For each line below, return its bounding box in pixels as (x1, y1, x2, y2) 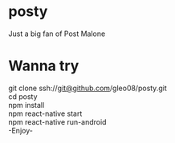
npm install (8, 100, 45, 109)
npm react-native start (8, 109, 83, 118)
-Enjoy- (8, 125, 34, 135)
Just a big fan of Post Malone (8, 29, 106, 38)
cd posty (8, 91, 38, 101)
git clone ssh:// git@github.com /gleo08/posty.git (8, 83, 167, 93)
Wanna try (8, 57, 79, 75)
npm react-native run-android (8, 117, 107, 126)
